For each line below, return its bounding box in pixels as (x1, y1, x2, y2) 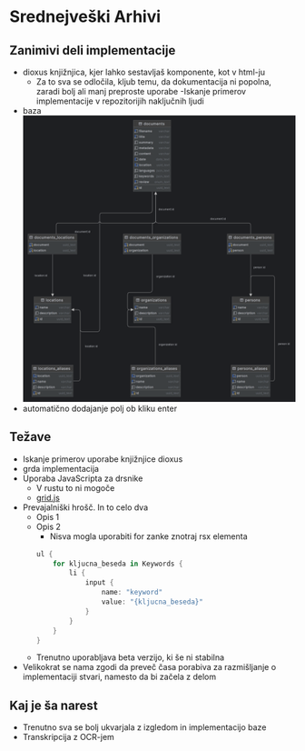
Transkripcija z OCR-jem (22, 732, 115, 743)
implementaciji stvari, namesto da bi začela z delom (22, 671, 216, 683)
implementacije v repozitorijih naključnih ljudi (35, 95, 204, 106)
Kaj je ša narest (9, 697, 98, 713)
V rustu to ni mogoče (35, 482, 115, 493)
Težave (9, 429, 52, 445)
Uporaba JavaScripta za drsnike (22, 473, 143, 484)
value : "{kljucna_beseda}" (101, 597, 204, 606)
